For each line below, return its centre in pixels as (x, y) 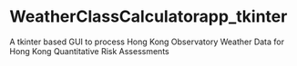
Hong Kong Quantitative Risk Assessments (90, 51)
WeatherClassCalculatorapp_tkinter (148, 17)
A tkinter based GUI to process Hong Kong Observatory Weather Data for (147, 42)
